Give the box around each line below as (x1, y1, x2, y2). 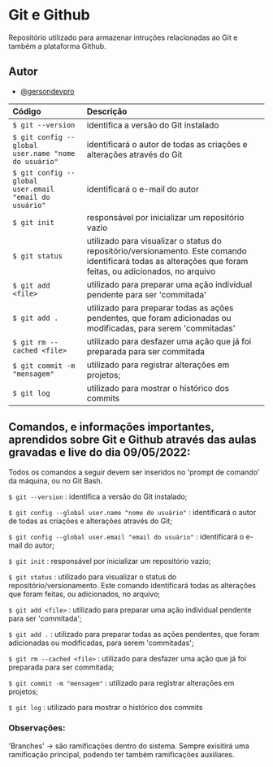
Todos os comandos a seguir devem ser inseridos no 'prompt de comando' (8, 467, 260, 477)
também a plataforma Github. (8, 41, 107, 50)
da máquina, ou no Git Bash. (8, 475, 103, 485)
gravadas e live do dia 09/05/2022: (8, 445, 191, 460)
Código (12, 106, 41, 117)
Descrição (86, 106, 128, 117)
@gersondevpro (19, 86, 75, 96)
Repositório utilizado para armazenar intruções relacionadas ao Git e (8, 32, 238, 42)
